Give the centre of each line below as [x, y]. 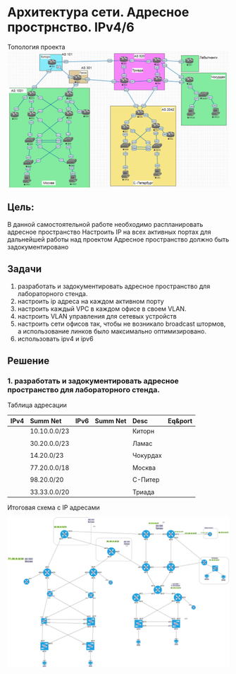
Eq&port [180, 420]
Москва [144, 468]
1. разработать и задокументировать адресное [93, 381]
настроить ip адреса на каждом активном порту [91, 301]
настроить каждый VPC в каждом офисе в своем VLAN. [102, 309]
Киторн [144, 431]
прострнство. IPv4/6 [71, 27]
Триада [144, 492]
